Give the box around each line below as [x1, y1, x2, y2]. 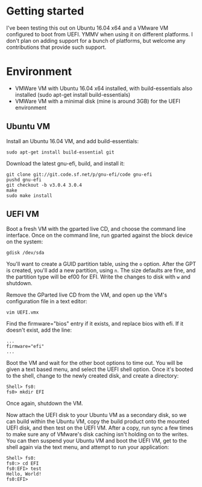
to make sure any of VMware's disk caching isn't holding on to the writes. [6, 430, 189, 437]
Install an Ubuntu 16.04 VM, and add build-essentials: [6, 137, 139, 144]
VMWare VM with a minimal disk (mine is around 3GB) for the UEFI [14, 97, 181, 105]
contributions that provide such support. [6, 44, 107, 51]
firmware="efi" [6, 343, 45, 349]
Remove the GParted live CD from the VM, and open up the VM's [6, 291, 168, 298]
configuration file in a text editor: [6, 297, 87, 305]
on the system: [6, 237, 43, 245]
